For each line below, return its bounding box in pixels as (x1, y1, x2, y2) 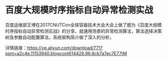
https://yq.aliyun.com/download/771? (27, 45, 103, 51)
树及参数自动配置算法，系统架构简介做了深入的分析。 (5, 34, 114, 40)
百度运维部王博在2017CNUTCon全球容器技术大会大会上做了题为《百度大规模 (5, 22, 162, 28)
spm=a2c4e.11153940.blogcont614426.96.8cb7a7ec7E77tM (5, 50, 127, 56)
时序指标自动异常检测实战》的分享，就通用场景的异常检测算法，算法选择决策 (5, 28, 162, 34)
